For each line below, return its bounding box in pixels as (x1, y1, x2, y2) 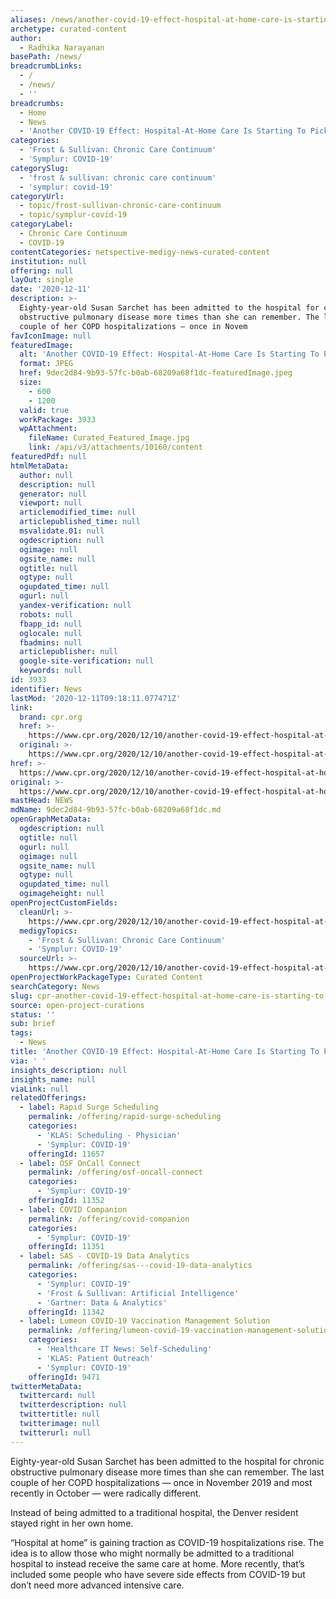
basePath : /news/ (10, 52, 83, 62)
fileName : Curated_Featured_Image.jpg (28, 433, 190, 443)
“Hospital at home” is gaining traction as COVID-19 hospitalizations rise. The (10, 1536, 325, 1548)
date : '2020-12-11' (10, 284, 92, 295)
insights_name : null (10, 1074, 97, 1085)
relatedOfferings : (10, 1093, 87, 1103)
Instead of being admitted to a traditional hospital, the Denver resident (10, 1506, 299, 1518)
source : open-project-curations (10, 1000, 145, 1010)
